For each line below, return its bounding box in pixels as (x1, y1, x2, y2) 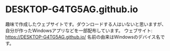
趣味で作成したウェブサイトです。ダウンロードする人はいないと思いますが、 (5, 21, 166, 27)
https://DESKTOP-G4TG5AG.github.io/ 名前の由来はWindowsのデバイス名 (5, 34, 161, 40)
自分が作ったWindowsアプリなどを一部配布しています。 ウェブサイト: (5, 27, 153, 34)
